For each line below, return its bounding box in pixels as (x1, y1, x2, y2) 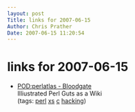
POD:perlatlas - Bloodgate (17, 82, 92, 91)
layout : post (7, 10, 45, 17)
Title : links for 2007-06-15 (7, 17, 91, 24)
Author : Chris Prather (7, 23, 72, 30)
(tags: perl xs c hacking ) (17, 97, 87, 105)
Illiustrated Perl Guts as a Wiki (17, 89, 102, 97)
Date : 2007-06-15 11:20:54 (7, 29, 85, 37)
